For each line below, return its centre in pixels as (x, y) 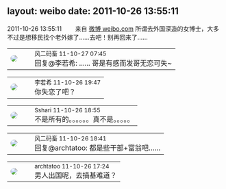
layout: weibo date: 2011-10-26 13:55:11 (93, 11)
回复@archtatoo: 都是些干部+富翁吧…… (98, 148)
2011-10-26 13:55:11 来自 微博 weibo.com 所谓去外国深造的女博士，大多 (113, 28)
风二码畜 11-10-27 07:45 (71, 53)
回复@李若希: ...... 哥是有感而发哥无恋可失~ (103, 63)
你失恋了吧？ (55, 92)
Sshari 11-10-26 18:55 (67, 110)
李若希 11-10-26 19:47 (68, 82)
